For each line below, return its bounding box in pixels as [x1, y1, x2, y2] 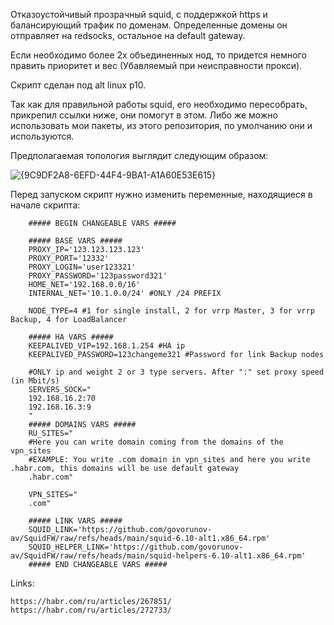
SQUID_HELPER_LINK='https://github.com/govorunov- [28, 542, 244, 552]
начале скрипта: [10, 199, 81, 211]
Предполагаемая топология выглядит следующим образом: [10, 150, 269, 161]
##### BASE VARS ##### [28, 236, 123, 246]
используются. [10, 130, 75, 142]
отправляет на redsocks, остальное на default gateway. [10, 30, 246, 41]
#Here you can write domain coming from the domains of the [28, 437, 284, 447]
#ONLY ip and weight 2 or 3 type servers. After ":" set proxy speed [28, 367, 325, 377]
